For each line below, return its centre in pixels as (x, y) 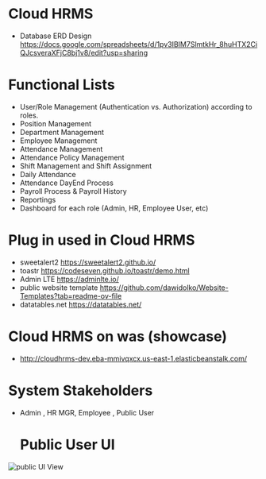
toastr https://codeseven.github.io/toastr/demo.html (104, 270)
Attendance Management (61, 149)
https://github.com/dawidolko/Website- (164, 288)
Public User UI (67, 444)
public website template (59, 288)
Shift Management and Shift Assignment (86, 166)
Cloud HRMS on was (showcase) (118, 336)
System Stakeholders (81, 390)
